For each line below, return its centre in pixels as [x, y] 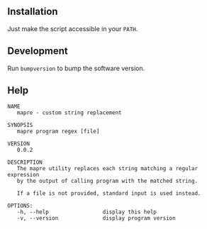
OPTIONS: [20, 206]
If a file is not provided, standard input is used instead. [109, 194]
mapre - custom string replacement [69, 113]
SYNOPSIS [20, 125]
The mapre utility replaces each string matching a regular [107, 169]
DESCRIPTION [25, 162]
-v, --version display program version [96, 218]
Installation [33, 12]
